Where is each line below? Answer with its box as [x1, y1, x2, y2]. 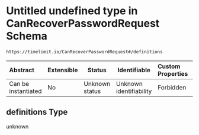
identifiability [115, 87, 152, 95]
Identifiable [117, 66, 151, 74]
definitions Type [6, 107, 68, 117]
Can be [9, 79, 30, 88]
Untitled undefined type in [6, 4, 138, 18]
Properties [158, 69, 188, 78]
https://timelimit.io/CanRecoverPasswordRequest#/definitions [6, 49, 163, 54]
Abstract [9, 66, 34, 74]
